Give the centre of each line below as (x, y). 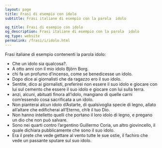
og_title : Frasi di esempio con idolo (44, 27)
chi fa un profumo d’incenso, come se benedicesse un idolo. (72, 74)
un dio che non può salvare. (40, 120)
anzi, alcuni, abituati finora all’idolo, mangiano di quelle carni (72, 94)
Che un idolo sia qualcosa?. (39, 64)
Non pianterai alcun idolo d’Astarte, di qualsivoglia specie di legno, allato (84, 105)
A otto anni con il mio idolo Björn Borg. (50, 68)
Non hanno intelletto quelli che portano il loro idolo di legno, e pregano (82, 115)
